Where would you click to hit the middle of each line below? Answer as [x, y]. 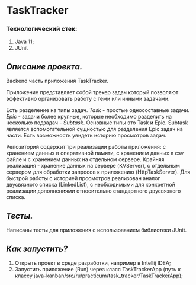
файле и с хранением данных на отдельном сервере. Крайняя [85, 159]
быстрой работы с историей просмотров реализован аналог [83, 178]
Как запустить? [37, 249]
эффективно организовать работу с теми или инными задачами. [88, 99]
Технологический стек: [42, 29]
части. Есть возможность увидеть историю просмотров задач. [86, 135]
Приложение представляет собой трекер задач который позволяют [92, 92]
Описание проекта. [44, 67]
